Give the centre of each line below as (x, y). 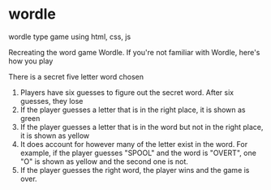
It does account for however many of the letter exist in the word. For (134, 144)
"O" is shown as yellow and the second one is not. (104, 161)
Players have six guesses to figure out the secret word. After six (127, 92)
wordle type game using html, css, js (70, 37)
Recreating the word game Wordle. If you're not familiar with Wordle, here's (134, 52)
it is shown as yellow (55, 136)
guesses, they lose (52, 101)
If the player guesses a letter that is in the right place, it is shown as (133, 110)
